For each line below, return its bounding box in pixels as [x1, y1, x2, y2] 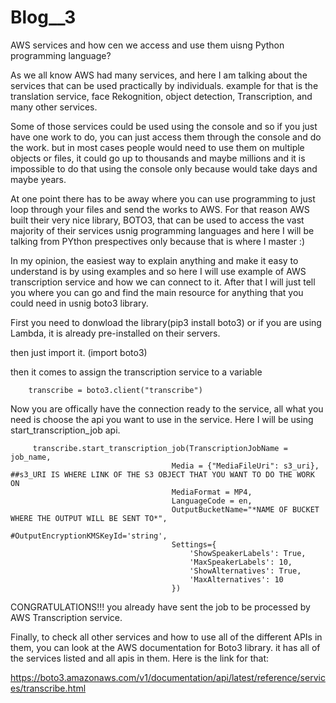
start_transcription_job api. [10, 424, 121, 436]
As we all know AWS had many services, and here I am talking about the [10, 69, 308, 81]
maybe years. [10, 173, 67, 185]
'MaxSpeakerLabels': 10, [189, 557, 293, 567]
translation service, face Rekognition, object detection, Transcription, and [10, 90, 313, 102]
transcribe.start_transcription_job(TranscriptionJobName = [32, 443, 288, 453]
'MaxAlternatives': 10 [189, 574, 284, 585]
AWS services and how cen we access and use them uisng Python [10, 39, 285, 51]
